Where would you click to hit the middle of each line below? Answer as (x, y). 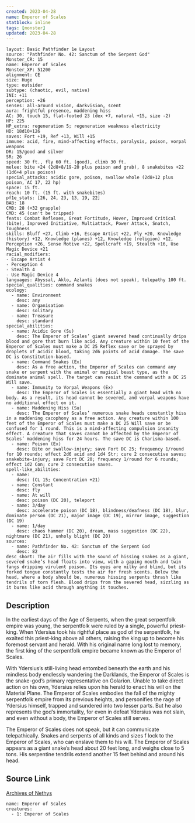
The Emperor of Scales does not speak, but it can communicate (83, 729)
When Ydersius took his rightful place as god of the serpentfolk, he (99, 632)
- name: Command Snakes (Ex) (47, 362)
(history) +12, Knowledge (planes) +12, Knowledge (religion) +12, (90, 239)
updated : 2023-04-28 (31, 33)
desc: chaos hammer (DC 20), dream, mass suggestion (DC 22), (94, 531)
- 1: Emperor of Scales (40, 814)
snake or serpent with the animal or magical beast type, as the (87, 373)
